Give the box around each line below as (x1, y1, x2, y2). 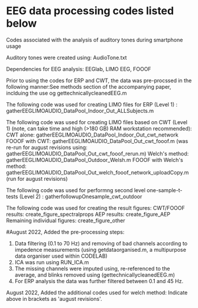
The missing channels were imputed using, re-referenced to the (14, 265, 170, 272)
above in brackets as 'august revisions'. (6, 295, 102, 302)
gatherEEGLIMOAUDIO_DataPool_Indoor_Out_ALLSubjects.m (6, 107, 154, 114)
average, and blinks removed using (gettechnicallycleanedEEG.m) (14, 271, 176, 278)
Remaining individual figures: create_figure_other (6, 217, 125, 224)
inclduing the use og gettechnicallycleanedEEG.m (6, 89, 127, 96)
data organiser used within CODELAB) (14, 252, 108, 260)
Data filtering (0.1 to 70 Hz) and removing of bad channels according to (14, 239, 188, 247)
